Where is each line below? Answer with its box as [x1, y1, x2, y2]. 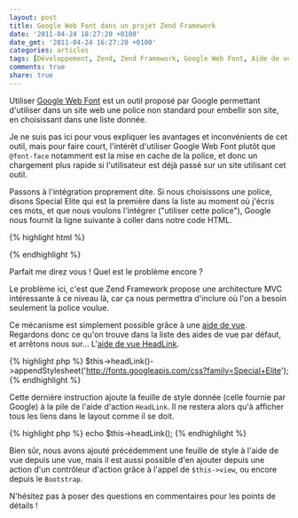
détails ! [9, 499, 38, 511]
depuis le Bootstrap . [9, 473, 83, 484]
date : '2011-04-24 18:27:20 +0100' [9, 29, 141, 38]
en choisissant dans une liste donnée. [9, 114, 147, 124]
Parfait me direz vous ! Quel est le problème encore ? [9, 266, 204, 276]
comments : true [9, 63, 66, 72]
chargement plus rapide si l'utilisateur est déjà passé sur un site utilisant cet [9, 159, 286, 170]
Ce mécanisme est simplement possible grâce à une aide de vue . [9, 319, 248, 330]
